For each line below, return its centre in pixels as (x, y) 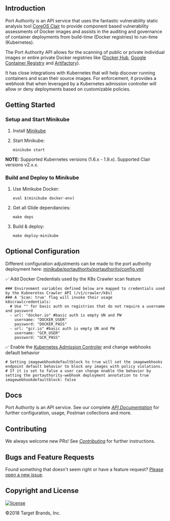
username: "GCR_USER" (37, 333)
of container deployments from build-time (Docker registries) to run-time (81, 37)
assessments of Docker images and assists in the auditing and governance (84, 31)
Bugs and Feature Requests (50, 457)
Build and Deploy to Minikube (42, 178)
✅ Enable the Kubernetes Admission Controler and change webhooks (78, 347)
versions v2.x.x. (22, 164)
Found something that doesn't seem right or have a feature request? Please (84, 470)
